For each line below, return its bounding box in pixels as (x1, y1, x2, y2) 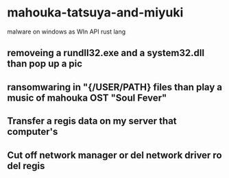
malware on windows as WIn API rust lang (7, 27, 126, 36)
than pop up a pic (7, 58, 83, 70)
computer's (7, 126, 58, 138)
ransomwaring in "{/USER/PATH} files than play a (7, 81, 223, 93)
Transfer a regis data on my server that (7, 115, 177, 127)
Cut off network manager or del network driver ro (7, 149, 222, 161)
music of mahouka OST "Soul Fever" (7, 92, 167, 103)
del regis (7, 160, 45, 172)
